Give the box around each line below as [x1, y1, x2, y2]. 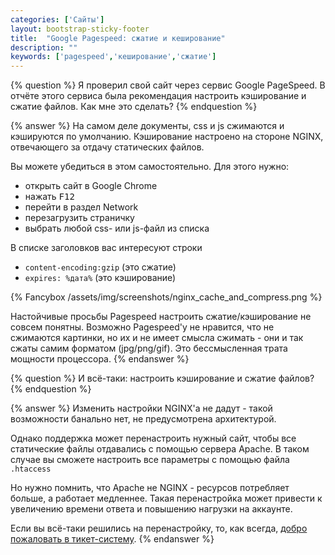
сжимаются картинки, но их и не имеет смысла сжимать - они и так [10, 332, 304, 344]
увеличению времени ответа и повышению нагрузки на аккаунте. [10, 503, 293, 515]
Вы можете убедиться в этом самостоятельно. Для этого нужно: [10, 161, 290, 173]
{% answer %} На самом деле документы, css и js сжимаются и [10, 120, 285, 132]
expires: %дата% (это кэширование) [24, 272, 177, 284]
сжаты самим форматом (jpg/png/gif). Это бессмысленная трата [10, 342, 288, 355]
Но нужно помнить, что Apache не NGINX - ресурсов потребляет [10, 482, 290, 494]
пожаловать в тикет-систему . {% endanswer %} [10, 533, 215, 545]
